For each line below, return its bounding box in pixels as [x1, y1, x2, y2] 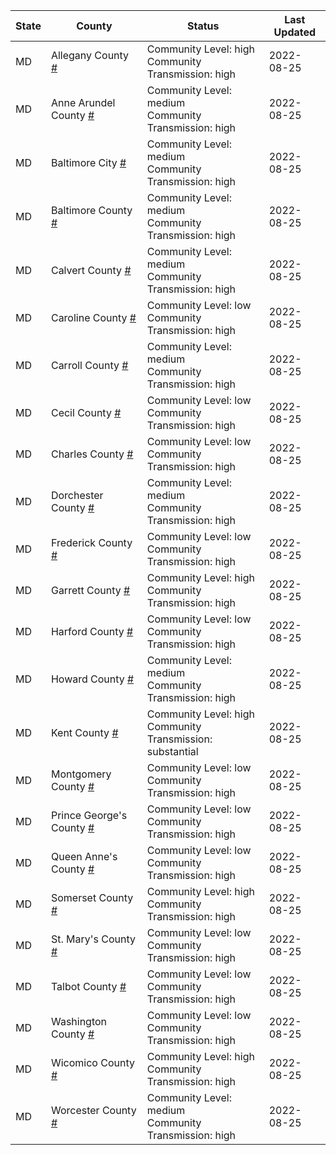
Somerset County [50, 891, 134, 904]
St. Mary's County [50, 932, 137, 946]
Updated [273, 25, 317, 39]
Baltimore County [50, 204, 133, 217]
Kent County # [50, 726, 119, 739]
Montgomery [50, 767, 112, 781]
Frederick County [50, 536, 133, 549]
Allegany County [50, 49, 130, 62]
